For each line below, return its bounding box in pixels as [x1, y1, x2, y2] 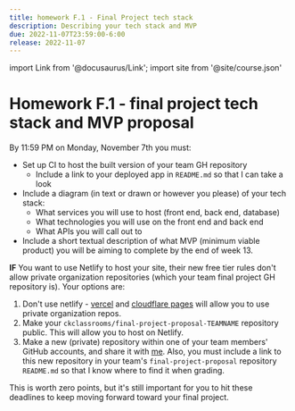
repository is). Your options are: [9, 281, 126, 292]
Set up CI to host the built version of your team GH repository [21, 160, 248, 171]
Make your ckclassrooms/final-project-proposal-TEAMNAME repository [21, 318, 279, 329]
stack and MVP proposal [9, 113, 194, 133]
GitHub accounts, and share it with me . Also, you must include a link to [21, 346, 283, 357]
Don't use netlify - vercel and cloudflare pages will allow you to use [21, 298, 270, 309]
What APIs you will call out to [35, 226, 143, 237]
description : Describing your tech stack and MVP [9, 21, 198, 30]
